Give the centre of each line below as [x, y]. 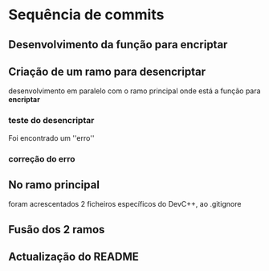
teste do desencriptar [51, 121]
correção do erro [42, 158]
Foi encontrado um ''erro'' [51, 138]
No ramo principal [54, 185]
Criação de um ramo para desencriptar [107, 71]
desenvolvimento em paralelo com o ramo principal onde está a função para [134, 91]
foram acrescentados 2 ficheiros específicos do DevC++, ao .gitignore [125, 204]
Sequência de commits [86, 15]
